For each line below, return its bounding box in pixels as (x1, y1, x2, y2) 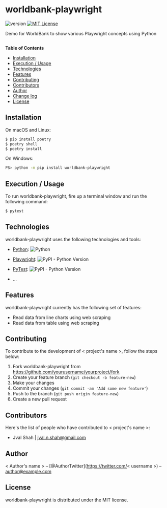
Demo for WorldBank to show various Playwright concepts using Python (5, 30, 157, 36)
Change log (12, 93, 37, 99)
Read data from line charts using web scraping (12, 314, 111, 321)
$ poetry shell (5, 141, 38, 146)
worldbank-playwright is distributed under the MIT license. (5, 497, 128, 503)
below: (5, 353, 19, 359)
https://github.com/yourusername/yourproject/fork (12, 369, 120, 375)
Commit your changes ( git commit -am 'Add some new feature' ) (12, 385, 148, 391)
